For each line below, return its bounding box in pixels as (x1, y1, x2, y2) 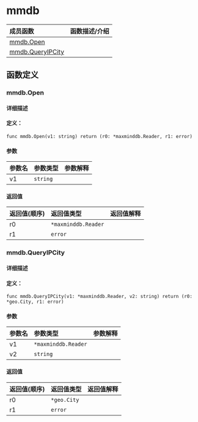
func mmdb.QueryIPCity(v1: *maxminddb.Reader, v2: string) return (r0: (6, 294, 193, 300)
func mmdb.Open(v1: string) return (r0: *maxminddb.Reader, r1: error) (6, 134, 193, 140)
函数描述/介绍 (70, 27, 110, 35)
